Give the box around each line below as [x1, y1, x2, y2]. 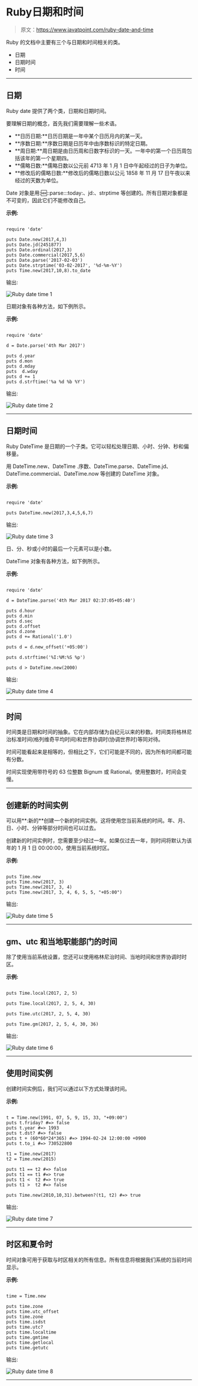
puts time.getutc [6, 1345, 49, 1351]
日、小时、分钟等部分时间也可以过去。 [6, 825, 99, 832]
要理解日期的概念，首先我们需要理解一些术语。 [6, 119, 120, 127]
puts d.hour [6, 608, 35, 614]
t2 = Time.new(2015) [6, 1156, 57, 1162]
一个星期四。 [40, 154, 72, 161]
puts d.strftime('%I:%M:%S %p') [6, 654, 85, 660]
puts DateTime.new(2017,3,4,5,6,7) [6, 509, 94, 516]
